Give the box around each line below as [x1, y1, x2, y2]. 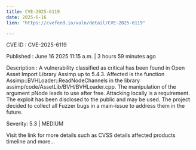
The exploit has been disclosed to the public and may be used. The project [6, 96, 190, 103]
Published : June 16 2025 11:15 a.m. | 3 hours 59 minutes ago [6, 53, 157, 60]
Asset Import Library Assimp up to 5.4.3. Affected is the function [6, 71, 165, 78]
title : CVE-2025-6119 [6, 8, 60, 15]
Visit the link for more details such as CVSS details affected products [6, 132, 176, 139]
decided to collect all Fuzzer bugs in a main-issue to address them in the [6, 102, 185, 110]
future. [6, 108, 23, 116]
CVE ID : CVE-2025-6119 [6, 41, 67, 48]
